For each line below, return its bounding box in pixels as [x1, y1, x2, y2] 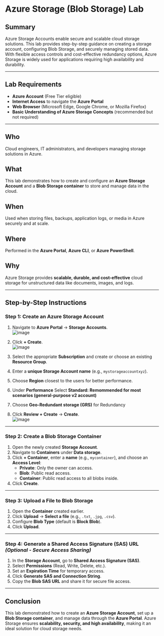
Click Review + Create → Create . [12, 411, 80, 417]
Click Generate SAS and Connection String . [12, 573, 102, 579]
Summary [5, 23, 36, 31]
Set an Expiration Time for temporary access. [12, 568, 105, 574]
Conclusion [5, 597, 41, 605]
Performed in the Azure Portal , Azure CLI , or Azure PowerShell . [5, 248, 135, 254]
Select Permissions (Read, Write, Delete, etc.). [12, 563, 106, 569]
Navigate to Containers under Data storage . [12, 449, 102, 455]
